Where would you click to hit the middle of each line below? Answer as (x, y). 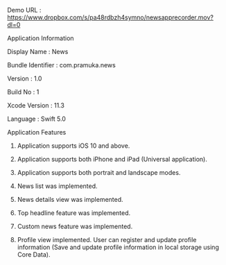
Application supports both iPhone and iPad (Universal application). (112, 159)
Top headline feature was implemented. (74, 213)
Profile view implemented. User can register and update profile (107, 240)
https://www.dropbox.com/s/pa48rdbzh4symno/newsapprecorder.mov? (110, 17)
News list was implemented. (58, 186)
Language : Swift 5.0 (36, 119)
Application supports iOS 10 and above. (73, 146)
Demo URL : (24, 10)
